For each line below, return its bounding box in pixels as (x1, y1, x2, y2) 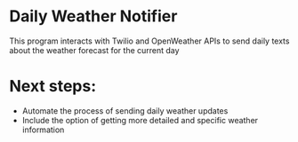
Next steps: (9, 76, 97, 97)
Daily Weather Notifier (9, 6, 178, 27)
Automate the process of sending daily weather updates (21, 105, 229, 116)
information (21, 124, 65, 135)
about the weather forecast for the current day (9, 44, 180, 55)
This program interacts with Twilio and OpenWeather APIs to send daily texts (9, 35, 290, 46)
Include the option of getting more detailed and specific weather (21, 114, 259, 125)
